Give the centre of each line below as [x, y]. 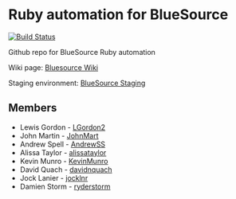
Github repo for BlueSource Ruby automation [82, 52]
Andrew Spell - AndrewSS [63, 144]
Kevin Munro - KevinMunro [64, 161]
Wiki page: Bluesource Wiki [53, 67]
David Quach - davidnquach [66, 170]
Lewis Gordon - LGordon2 [63, 127]
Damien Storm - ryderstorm [65, 186]
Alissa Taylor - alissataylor [63, 152]
